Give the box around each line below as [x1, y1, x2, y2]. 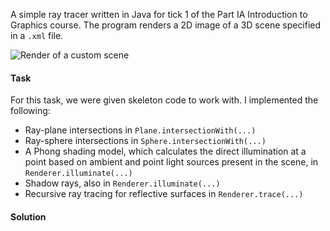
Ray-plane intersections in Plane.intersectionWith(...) [24, 124, 257, 136]
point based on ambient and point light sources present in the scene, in [24, 156, 319, 168]
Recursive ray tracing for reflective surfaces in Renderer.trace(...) [24, 188, 304, 200]
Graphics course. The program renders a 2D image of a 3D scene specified [10, 19, 322, 31]
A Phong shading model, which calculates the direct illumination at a [24, 145, 307, 158]
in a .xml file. [10, 30, 64, 41]
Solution [10, 210, 47, 223]
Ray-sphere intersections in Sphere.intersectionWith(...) [24, 135, 267, 147]
